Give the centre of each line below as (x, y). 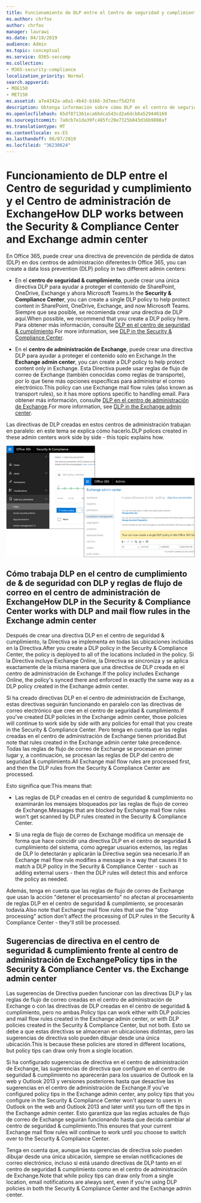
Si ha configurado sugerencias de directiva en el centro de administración (97, 1062)
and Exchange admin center (77, 239)
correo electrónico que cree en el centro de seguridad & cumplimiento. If (95, 711)
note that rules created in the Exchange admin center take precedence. (94, 742)
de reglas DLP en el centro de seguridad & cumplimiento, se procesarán (95, 903)
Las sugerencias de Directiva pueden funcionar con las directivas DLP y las (99, 993)
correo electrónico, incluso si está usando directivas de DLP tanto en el (94, 1163)
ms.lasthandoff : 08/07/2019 (41, 139)
